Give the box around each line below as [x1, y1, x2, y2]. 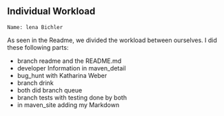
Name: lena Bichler [7, 23, 63, 30]
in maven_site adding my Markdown [17, 100, 119, 109]
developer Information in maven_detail [17, 64, 126, 72]
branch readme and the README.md [17, 57, 122, 65]
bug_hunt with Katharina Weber [17, 71, 108, 79]
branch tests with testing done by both [17, 93, 128, 101]
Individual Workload [7, 6, 96, 17]
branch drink [17, 79, 54, 87]
